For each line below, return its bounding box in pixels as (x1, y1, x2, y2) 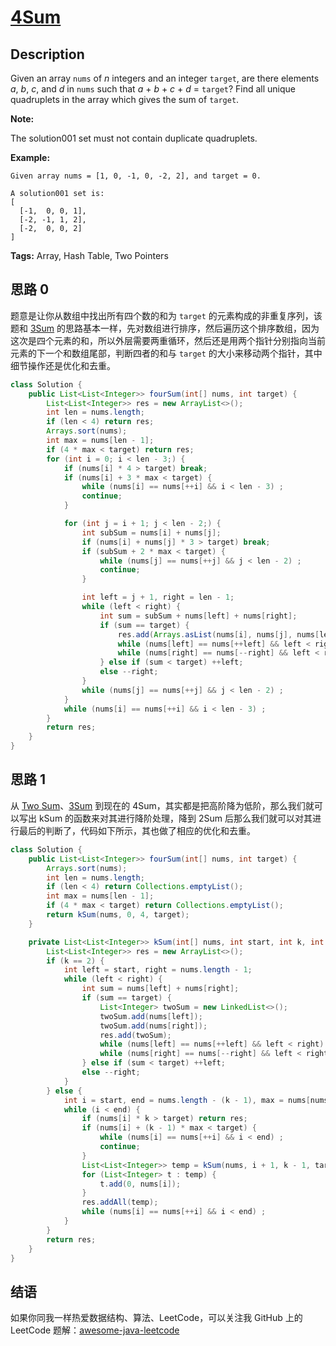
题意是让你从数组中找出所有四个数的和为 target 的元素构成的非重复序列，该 (10, 309, 323, 321)
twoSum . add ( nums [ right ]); (99, 1021, 208, 1031)
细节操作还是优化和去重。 (10, 359, 116, 371)
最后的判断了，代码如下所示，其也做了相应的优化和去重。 (18, 824, 256, 836)
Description (10, 46, 85, 63)
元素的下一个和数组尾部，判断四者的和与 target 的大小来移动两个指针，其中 (10, 347, 323, 359)
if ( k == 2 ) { (46, 956, 105, 966)
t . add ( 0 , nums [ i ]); (99, 1179, 182, 1189)
